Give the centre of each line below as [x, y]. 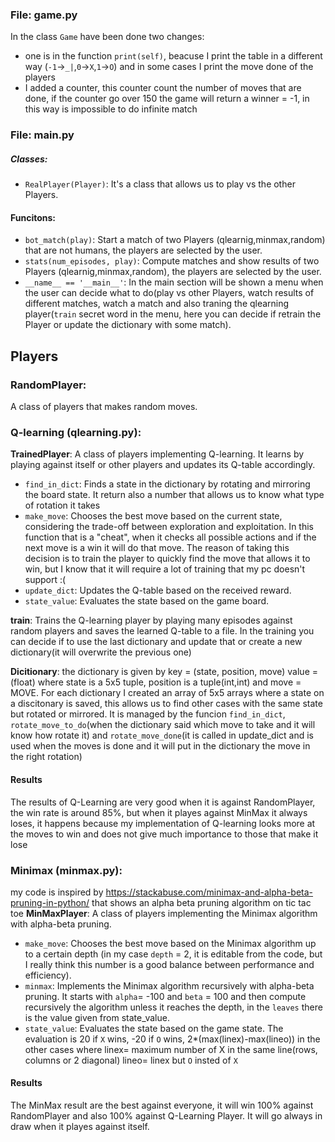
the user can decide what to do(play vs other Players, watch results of [169, 293]
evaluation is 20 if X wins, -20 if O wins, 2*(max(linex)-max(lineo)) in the [172, 1039]
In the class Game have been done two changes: [107, 37]
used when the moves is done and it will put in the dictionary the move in [160, 746]
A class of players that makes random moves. [104, 407]
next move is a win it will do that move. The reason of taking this [157, 548]
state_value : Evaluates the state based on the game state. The [154, 1028]
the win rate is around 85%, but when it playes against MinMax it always [159, 812]
